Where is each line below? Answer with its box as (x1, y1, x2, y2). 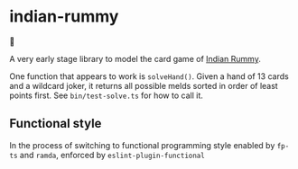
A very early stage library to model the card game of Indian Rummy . (9, 53, 262, 64)
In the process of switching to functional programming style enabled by (9, 139, 275, 150)
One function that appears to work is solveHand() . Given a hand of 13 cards (9, 70, 289, 82)
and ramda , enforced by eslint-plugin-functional (19, 149, 205, 160)
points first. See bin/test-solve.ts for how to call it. (9, 90, 203, 101)
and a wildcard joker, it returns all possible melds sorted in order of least (9, 80, 278, 91)
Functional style (9, 116, 102, 131)
